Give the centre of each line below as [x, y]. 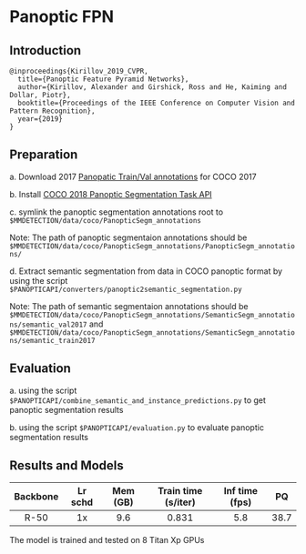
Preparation [44, 155]
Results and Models [67, 466]
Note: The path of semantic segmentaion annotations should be [129, 306]
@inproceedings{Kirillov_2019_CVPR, [79, 71]
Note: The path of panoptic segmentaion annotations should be [128, 237]
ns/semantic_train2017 [52, 340]
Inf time [240, 491]
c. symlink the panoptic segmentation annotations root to [117, 212]
